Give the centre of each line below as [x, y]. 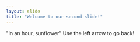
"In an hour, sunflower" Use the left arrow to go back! [70, 33]
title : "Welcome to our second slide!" [55, 17]
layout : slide [23, 11]
